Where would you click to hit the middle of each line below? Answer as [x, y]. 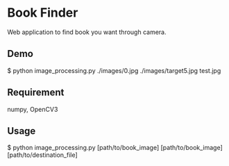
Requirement [36, 93]
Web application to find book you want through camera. [87, 32]
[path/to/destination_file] [42, 155]
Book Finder [43, 13]
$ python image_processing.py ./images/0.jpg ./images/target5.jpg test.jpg [114, 70]
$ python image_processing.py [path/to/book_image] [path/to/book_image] [115, 148]
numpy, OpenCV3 [33, 109]
